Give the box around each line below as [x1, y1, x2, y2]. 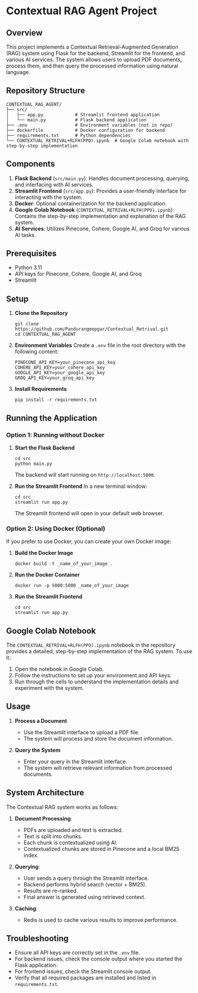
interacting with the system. [14, 194, 83, 201]
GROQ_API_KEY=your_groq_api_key [14, 375, 95, 381]
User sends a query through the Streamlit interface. [23, 875, 150, 882]
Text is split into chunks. [23, 833, 83, 840]
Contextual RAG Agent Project [6, 4, 157, 18]
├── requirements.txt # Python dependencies [6, 132, 131, 139]
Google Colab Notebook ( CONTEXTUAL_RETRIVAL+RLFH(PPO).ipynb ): [14, 206, 174, 213]
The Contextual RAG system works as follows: [6, 804, 118, 811]
